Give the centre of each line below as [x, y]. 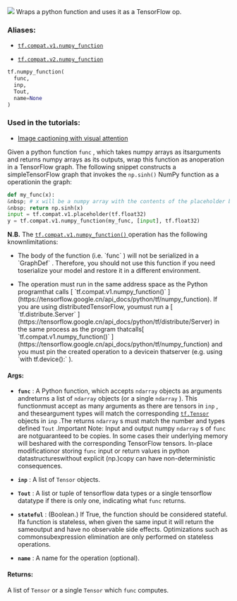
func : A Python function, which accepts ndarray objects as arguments [120, 391]
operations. [34, 545]
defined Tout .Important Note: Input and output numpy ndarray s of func [122, 429]
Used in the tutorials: [44, 123]
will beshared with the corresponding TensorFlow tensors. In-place [115, 444]
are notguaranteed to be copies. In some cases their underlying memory [122, 436]
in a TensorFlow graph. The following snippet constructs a [92, 166]
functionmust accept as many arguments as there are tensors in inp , [118, 406]
